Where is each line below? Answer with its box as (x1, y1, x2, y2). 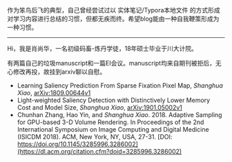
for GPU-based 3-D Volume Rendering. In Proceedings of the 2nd (17, 118, 204, 126)
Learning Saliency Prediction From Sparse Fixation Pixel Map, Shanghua (17, 81, 223, 90)
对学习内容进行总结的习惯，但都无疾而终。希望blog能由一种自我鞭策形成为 (7, 14, 220, 23)
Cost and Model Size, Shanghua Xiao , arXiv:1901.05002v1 (17, 103, 183, 112)
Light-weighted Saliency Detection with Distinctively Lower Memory (17, 96, 211, 104)
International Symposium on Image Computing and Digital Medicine (17, 125, 209, 133)
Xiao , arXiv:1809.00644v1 (17, 89, 91, 97)
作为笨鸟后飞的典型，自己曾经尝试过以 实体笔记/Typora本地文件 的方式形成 (7, 6, 221, 14)
